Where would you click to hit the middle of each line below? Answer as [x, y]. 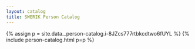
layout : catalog [26, 11]
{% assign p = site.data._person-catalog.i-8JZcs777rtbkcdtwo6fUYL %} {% [98, 33]
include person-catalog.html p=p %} [50, 40]
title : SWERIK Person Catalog [43, 17]
